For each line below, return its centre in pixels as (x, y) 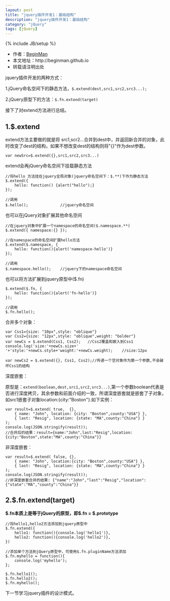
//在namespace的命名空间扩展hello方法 (43, 240)
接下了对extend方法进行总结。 (37, 110)
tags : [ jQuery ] (21, 29)
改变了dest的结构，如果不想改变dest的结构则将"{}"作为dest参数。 (79, 146)
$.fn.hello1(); (21, 574)
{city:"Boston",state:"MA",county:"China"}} (53, 437)
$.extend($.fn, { (24, 289)
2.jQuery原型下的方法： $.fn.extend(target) (52, 100)
